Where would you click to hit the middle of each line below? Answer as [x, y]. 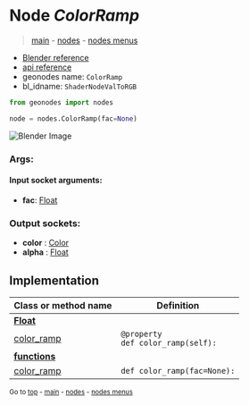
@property [141, 333]
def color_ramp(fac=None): [178, 371]
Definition [178, 305]
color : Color [46, 243]
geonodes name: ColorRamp [72, 76]
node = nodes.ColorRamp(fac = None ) [74, 118]
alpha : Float [45, 252]
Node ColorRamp [75, 16]
